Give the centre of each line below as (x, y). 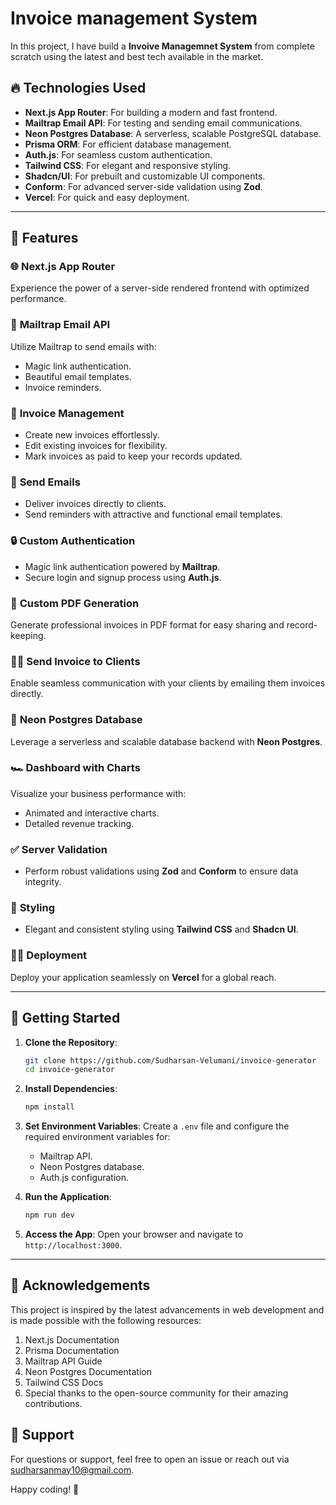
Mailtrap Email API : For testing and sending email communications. (163, 123)
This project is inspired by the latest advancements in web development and (167, 1309)
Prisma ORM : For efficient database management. (128, 144)
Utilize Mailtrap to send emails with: (83, 346)
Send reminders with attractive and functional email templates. (153, 514)
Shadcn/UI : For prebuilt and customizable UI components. (145, 176)
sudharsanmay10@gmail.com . (72, 1469)
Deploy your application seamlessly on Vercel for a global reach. (143, 977)
